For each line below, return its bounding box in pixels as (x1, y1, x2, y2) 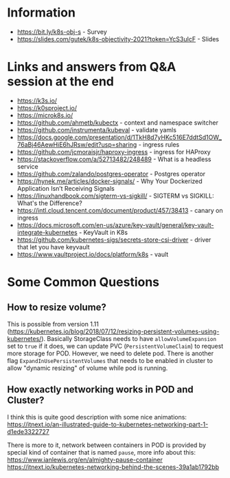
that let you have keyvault (16, 242, 91, 251)
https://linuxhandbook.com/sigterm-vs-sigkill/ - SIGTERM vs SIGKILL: (16, 191, 214, 200)
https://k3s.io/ (16, 96, 57, 105)
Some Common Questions (7, 274, 160, 290)
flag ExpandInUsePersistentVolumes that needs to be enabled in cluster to (7, 356, 213, 364)
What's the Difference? (16, 198, 82, 207)
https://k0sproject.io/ (16, 103, 78, 112)
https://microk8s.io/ (16, 111, 73, 119)
